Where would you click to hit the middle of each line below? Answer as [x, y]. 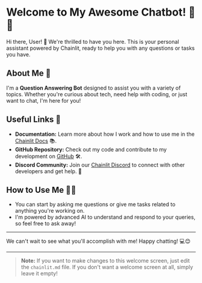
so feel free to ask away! [45, 224]
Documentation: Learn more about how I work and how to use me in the [105, 134]
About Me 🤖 [29, 74]
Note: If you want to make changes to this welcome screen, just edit [106, 261]
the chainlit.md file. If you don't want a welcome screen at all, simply [107, 267]
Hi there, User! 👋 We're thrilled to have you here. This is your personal [93, 41]
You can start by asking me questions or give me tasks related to [95, 204]
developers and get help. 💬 [48, 171]
